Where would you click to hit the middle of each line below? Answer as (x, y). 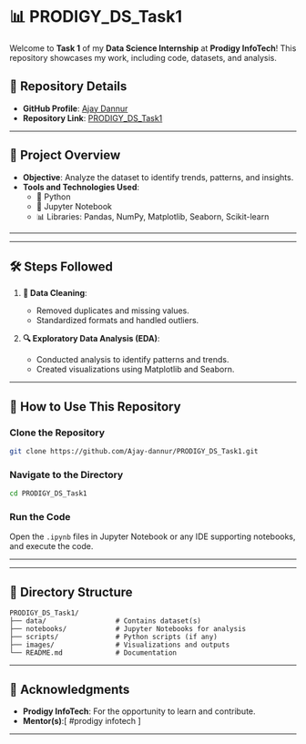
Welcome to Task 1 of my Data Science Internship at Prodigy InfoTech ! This (153, 48)
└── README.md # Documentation (93, 653)
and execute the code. (51, 546)
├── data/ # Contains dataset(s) (106, 621)
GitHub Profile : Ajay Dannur (75, 108)
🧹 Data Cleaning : (55, 293)
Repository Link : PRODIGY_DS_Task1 (92, 117)
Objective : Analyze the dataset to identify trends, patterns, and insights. (158, 177)
